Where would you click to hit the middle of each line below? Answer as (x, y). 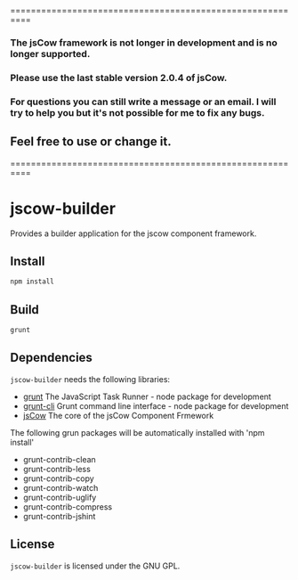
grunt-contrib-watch (60, 487)
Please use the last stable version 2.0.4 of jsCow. (119, 78)
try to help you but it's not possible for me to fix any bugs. (137, 112)
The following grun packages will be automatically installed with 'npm (137, 432)
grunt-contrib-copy (58, 478)
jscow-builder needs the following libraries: (90, 379)
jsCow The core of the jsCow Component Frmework (118, 415)
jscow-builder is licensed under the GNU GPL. (95, 566)
